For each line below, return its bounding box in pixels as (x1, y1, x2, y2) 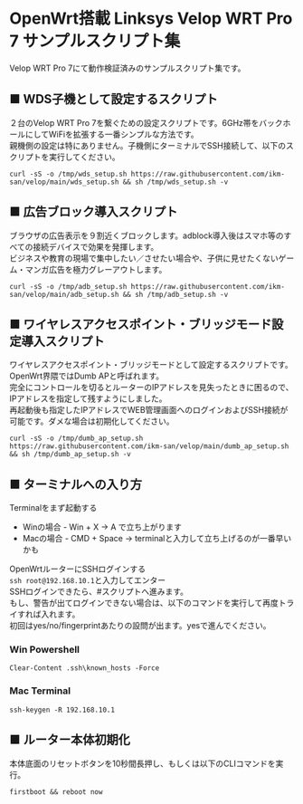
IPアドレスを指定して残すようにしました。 (9, 393, 167, 404)
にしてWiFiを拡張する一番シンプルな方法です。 (24, 129, 199, 139)
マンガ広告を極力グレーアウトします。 (24, 263, 167, 274)
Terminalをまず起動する (9, 502, 98, 513)
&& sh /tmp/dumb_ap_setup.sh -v (9, 450, 131, 459)
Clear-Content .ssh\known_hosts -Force (9, 664, 160, 673)
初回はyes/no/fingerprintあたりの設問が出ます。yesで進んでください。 (9, 620, 271, 631)
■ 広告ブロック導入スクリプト (9, 205, 178, 220)
